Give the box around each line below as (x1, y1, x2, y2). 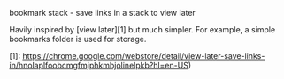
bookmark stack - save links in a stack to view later (9, 8, 196, 18)
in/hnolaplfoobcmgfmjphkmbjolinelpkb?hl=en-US (9, 61, 188, 70)
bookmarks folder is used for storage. (9, 34, 147, 44)
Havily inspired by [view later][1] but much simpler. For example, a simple (9, 25, 276, 34)
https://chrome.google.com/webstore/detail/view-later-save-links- (21, 51, 265, 61)
